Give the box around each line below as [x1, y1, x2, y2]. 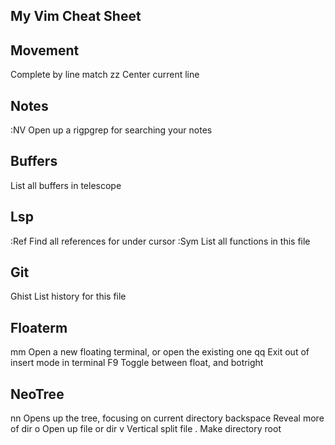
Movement [10, 42, 80, 59]
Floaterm [10, 319, 68, 336]
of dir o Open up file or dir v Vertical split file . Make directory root [10, 423, 282, 435]
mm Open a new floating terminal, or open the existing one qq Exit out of [10, 346, 310, 358]
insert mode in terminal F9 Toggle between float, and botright [10, 357, 264, 369]
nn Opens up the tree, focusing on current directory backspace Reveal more [10, 412, 325, 424]
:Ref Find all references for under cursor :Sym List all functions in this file [10, 235, 311, 247]
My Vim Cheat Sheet [10, 8, 142, 25]
